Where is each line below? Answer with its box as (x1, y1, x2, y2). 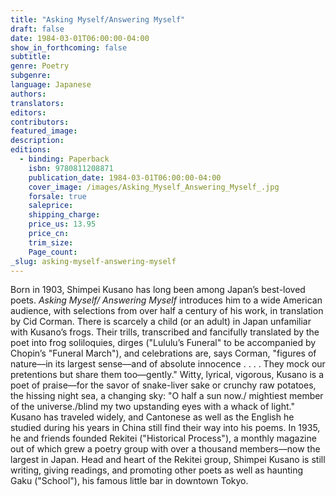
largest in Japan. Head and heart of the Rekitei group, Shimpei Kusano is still (10, 454, 326, 466)
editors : (10, 107, 47, 118)
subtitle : (10, 52, 52, 62)
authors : (10, 89, 47, 99)
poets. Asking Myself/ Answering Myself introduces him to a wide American (10, 294, 323, 306)
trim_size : (28, 237, 74, 248)
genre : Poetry (10, 61, 70, 71)
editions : (10, 145, 52, 155)
